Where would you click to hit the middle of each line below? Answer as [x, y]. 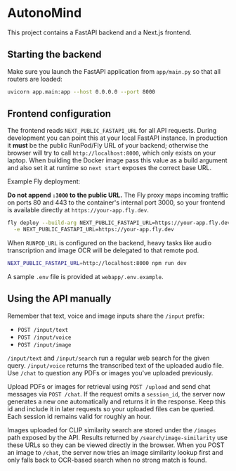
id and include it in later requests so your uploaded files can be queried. [111, 408]
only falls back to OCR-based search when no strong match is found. [107, 460]
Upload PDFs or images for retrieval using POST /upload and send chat [109, 386]
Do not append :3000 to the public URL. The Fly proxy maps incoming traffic [118, 195]
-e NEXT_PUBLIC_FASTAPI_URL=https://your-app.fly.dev [94, 230]
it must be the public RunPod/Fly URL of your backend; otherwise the [108, 146]
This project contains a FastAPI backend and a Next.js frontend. [99, 32]
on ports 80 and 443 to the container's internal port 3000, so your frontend [116, 202]
